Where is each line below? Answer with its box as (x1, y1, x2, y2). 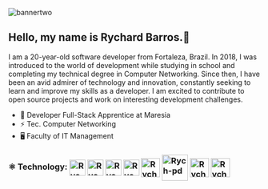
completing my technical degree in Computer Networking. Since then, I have (8, 69, 260, 78)
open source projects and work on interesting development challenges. (8, 94, 243, 104)
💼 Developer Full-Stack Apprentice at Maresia (19, 110, 170, 119)
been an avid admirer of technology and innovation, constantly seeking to (8, 77, 251, 87)
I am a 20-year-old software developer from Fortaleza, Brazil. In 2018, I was (8, 52, 258, 62)
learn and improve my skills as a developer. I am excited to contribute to (8, 86, 245, 95)
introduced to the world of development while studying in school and (8, 60, 235, 70)
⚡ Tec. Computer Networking (19, 119, 116, 128)
